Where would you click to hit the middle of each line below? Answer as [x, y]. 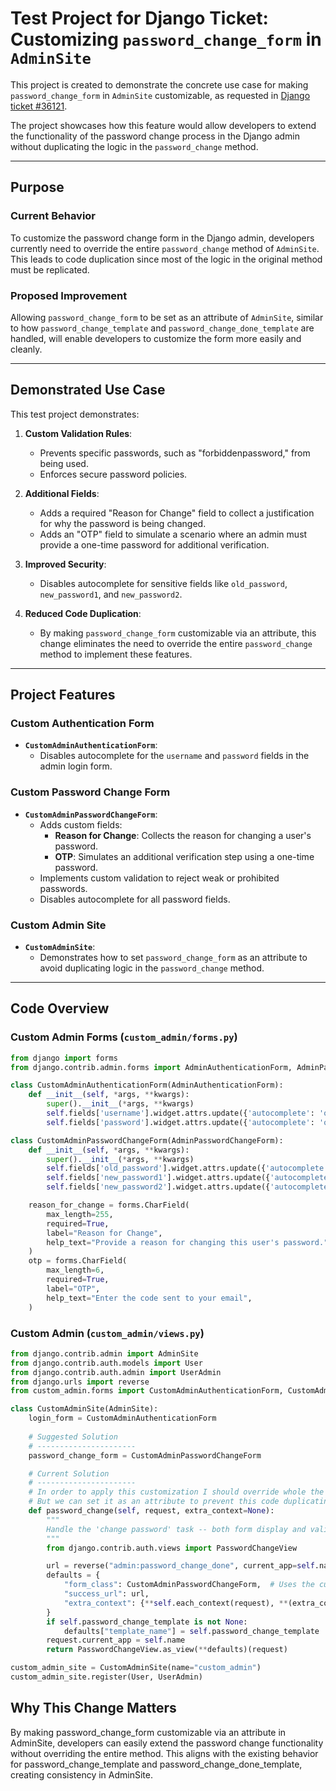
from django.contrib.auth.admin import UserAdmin [116, 1372]
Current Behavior [53, 216]
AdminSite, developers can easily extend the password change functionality [167, 1743]
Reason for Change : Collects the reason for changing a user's [183, 835]
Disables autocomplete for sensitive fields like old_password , [163, 583]
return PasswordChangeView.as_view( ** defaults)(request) [167, 1650]
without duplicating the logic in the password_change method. [134, 146]
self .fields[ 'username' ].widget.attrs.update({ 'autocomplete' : [180, 1113]
